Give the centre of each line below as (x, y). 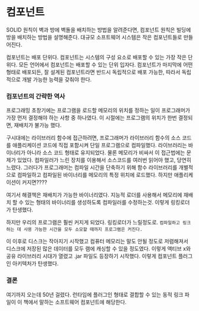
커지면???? (34, 182)
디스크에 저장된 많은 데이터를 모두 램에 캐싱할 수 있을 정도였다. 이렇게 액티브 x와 (99, 249)
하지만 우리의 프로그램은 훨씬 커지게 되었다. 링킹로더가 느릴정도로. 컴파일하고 (93, 223)
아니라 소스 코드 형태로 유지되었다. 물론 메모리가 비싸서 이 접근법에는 (106, 153)
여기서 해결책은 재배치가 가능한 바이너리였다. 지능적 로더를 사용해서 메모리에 (94, 195)
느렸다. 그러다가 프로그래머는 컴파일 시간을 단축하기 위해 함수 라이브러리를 (92, 167)
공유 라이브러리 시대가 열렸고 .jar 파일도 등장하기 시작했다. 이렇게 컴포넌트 (91, 256)
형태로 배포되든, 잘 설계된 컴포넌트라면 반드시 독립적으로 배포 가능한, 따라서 (93, 72)
